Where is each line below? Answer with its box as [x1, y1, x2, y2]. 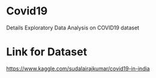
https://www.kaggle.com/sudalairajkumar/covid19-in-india [6, 65, 150, 72]
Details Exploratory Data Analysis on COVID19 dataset [6, 24, 140, 31]
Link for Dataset [6, 45, 88, 59]
